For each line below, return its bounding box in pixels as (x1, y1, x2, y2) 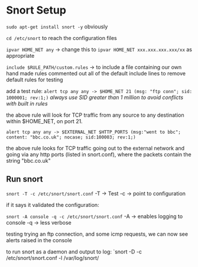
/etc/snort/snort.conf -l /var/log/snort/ (6, 254, 99, 261)
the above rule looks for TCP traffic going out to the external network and (6, 144, 185, 151)
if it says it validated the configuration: (6, 201, 99, 208)
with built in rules (6, 100, 48, 107)
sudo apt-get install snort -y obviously (6, 23, 108, 30)
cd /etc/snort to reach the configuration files (6, 34, 117, 41)
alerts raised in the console (6, 236, 72, 243)
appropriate (6, 52, 35, 59)
